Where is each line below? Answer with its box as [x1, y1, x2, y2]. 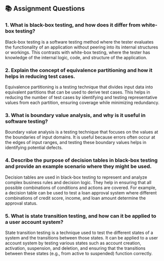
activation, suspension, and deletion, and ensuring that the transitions [5, 245, 146, 251]
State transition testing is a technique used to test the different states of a [5, 230, 153, 236]
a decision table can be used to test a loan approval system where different [5, 190, 157, 195]
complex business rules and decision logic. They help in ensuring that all [5, 179, 152, 185]
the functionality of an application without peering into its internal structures [5, 44, 158, 50]
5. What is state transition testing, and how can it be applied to [5, 213, 157, 219]
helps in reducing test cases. [5, 73, 75, 80]
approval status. [5, 200, 38, 206]
